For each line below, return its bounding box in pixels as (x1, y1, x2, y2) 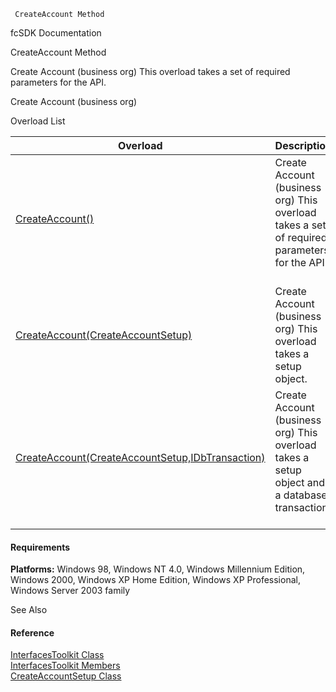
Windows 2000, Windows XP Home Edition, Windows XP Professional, (10, 574, 301, 586)
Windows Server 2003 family (10, 585, 131, 597)
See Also (10, 604, 48, 616)
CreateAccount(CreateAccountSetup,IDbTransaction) (15, 451, 266, 464)
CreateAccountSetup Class (10, 670, 122, 682)
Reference (10, 626, 55, 639)
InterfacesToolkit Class (10, 649, 105, 661)
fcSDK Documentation (10, 27, 102, 39)
